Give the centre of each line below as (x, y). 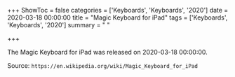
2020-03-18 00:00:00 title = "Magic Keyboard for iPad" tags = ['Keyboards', (117, 17)
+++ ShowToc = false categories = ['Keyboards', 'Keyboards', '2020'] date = (118, 10)
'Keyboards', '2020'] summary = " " (59, 25)
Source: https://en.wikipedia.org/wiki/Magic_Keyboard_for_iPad (103, 65)
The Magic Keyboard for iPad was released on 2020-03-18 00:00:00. (108, 52)
